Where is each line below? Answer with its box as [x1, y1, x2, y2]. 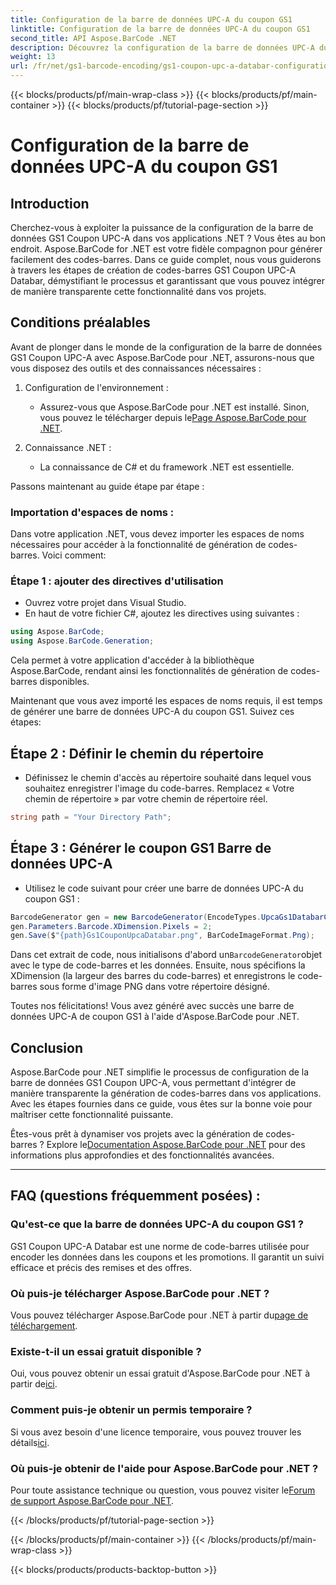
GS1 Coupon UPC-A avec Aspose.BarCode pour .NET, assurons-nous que [10, 351, 315, 363]
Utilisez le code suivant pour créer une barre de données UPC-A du [24, 882, 304, 894]
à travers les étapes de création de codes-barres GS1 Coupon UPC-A [10, 264, 297, 276]
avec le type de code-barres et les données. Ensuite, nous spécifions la [10, 959, 306, 971]
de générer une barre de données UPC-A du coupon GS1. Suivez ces [10, 706, 295, 718]
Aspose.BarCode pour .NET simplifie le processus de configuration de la [10, 1066, 310, 1078]
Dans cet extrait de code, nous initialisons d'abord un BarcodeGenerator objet [10, 949, 323, 961]
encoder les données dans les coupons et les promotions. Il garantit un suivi [10, 1251, 325, 1263]
